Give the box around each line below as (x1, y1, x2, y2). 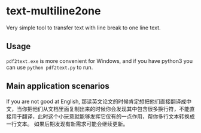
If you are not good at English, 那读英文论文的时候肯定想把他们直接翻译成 (6, 98, 187, 105)
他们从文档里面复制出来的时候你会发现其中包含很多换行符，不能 (32, 105, 190, 112)
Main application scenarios (6, 81, 109, 91)
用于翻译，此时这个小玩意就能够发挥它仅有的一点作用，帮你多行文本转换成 (11, 113, 195, 120)
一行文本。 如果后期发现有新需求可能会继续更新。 (6, 120, 129, 127)
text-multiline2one (6, 4, 101, 18)
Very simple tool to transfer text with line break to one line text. (6, 24, 161, 31)
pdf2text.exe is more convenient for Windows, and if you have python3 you (6, 57, 193, 64)
